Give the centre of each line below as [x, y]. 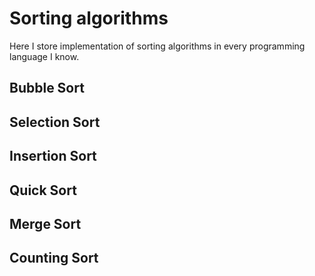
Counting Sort [54, 258]
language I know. [44, 56]
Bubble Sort [47, 88]
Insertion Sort [53, 156]
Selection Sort [55, 122]
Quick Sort [43, 190]
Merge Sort [45, 223]
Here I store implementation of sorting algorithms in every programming [157, 46]
